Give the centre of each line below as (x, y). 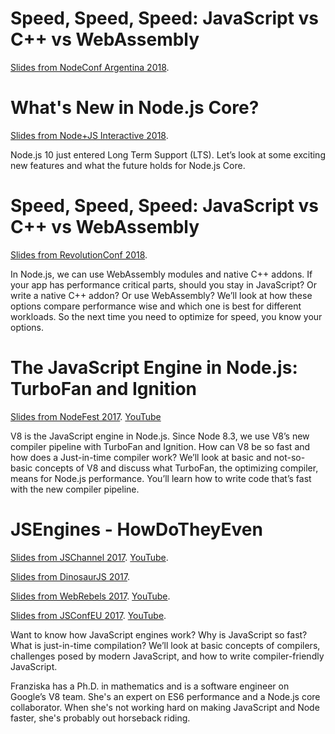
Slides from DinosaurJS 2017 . (70, 576)
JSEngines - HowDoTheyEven (136, 529)
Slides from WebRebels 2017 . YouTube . (90, 596)
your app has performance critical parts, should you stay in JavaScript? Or (164, 284)
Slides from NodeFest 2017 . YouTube (86, 416)
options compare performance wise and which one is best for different (156, 306)
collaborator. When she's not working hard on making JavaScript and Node (165, 707)
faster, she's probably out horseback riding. (100, 718)
